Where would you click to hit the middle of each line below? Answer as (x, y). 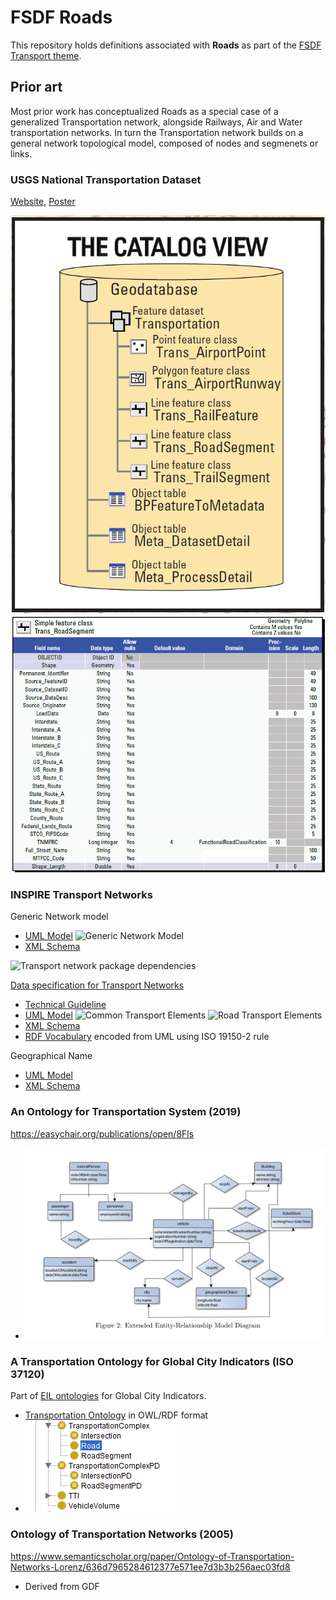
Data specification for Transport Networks (97, 985)
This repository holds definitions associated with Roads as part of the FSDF (166, 45)
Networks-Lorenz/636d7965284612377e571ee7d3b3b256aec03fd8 (150, 1567)
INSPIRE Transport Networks (81, 895)
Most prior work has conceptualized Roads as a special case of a (144, 111)
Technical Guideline (65, 1005)
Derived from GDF (62, 1586)
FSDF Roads (61, 17)
